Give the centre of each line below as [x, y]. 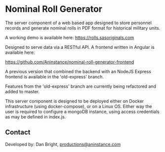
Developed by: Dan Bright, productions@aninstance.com [63, 144]
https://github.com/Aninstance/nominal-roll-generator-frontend [70, 62]
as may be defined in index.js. [36, 116]
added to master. [22, 91]
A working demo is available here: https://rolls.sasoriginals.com [70, 38]
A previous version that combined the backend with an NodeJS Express [78, 71]
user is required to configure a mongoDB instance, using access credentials [82, 112]
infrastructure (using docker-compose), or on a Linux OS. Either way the [79, 106]
